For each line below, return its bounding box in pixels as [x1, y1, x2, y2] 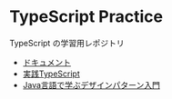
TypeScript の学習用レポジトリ [9, 37, 125, 48]
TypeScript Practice [9, 6, 164, 27]
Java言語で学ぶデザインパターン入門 [22, 79, 161, 90]
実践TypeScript [22, 68, 80, 79]
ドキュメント [22, 56, 71, 67]
